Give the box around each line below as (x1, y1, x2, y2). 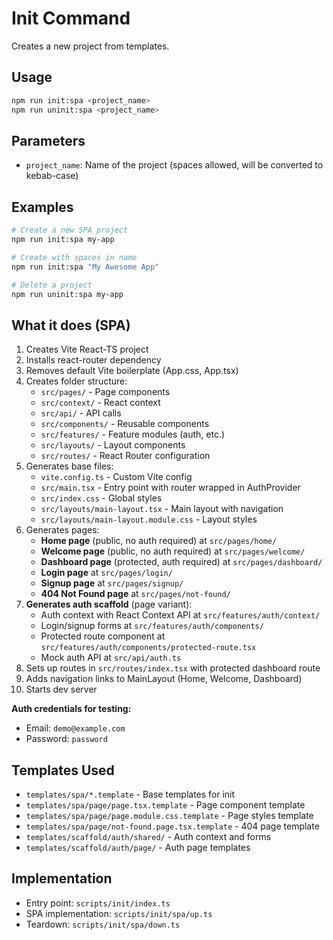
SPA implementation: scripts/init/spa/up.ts (25, 907, 213, 919)
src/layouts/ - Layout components (40, 439, 186, 451)
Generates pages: (25, 524, 100, 536)
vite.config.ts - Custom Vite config (40, 471, 193, 483)
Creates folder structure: (25, 375, 128, 387)
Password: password (25, 733, 108, 745)
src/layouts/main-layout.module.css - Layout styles (40, 513, 258, 526)
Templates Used (11, 762, 115, 779)
